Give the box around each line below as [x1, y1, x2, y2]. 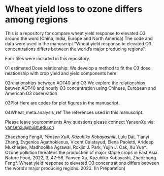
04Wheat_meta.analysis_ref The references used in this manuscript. [5, 109, 144, 115]
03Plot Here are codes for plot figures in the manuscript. [5, 100, 120, 106]
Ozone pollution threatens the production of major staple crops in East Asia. [5, 149, 159, 155]
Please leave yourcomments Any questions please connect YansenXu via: [5, 119, 155, 125]
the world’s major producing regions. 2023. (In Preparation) [5, 165, 126, 171]
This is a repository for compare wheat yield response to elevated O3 [5, 30, 146, 36]
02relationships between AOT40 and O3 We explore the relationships [5, 80, 146, 86]
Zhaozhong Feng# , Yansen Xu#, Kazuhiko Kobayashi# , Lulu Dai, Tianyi [5, 134, 149, 140]
